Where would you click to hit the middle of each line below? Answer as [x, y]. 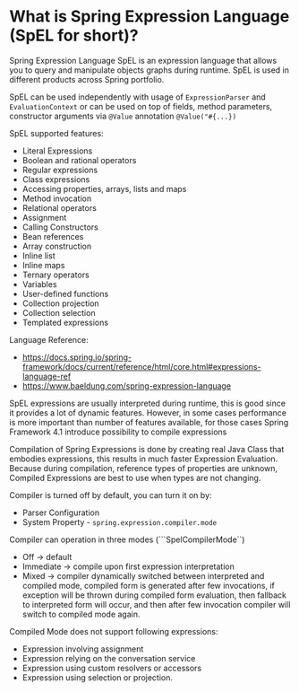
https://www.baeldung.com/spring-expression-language [126, 385]
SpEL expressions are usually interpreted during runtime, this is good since [148, 403]
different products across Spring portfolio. [87, 79]
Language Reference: [49, 339]
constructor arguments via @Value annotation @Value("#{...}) [123, 116]
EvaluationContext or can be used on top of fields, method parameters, [141, 106]
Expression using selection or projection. [97, 677]
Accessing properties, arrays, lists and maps [104, 188]
